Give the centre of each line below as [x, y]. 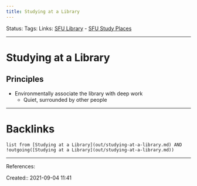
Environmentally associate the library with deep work [79, 93]
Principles [25, 79]
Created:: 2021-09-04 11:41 [39, 178]
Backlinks [30, 129]
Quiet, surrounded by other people [65, 99]
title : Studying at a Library [43, 11]
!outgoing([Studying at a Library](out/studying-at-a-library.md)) [90, 150]
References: [21, 166]
